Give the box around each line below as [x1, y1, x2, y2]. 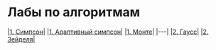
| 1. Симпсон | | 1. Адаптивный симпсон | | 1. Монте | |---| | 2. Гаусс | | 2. [7, 27, 209, 36]
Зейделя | [7, 35, 36, 43]
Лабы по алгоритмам [7, 4, 141, 20]
